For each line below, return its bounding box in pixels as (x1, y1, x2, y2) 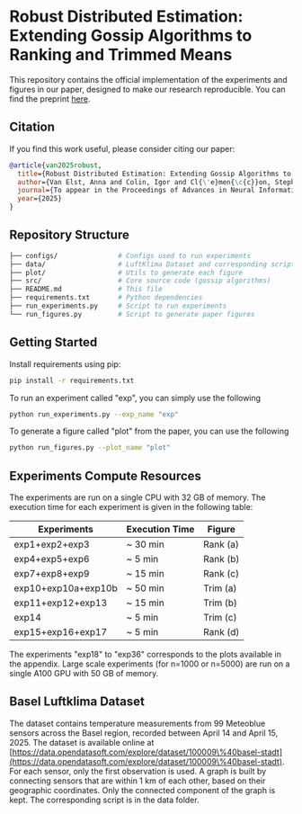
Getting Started (9, 335, 98, 350)
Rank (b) (203, 553, 240, 566)
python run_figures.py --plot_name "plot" (9, 443, 171, 452)
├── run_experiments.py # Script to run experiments (9, 301, 227, 311)
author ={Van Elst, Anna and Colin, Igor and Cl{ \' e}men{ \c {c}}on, (17, 177, 271, 186)
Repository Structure (9, 228, 130, 243)
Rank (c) (203, 568, 240, 580)
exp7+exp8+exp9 (13, 568, 90, 580)
